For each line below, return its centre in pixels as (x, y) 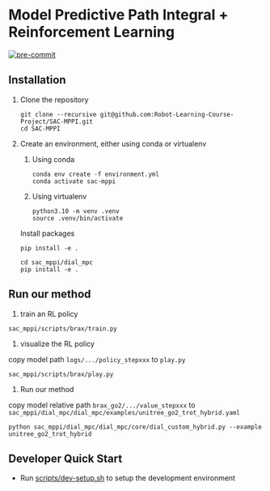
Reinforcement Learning (92, 32)
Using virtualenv (59, 196)
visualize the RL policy (57, 344)
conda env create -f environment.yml (96, 174)
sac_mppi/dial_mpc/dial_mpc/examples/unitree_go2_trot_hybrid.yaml (124, 412)
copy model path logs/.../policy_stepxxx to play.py (97, 359)
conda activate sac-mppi (74, 181)
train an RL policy (49, 314)
